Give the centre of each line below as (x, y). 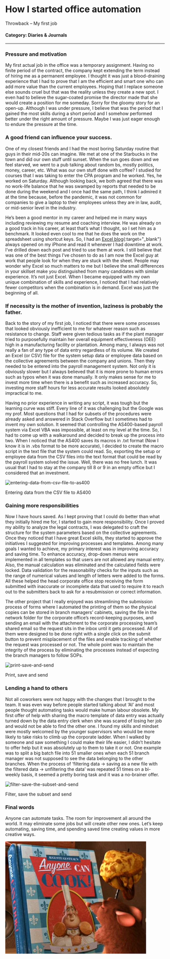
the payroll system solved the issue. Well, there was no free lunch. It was (81, 462)
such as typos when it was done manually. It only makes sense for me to (81, 377)
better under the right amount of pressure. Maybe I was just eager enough (83, 119)
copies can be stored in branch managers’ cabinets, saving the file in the (81, 612)
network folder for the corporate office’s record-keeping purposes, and (79, 618)
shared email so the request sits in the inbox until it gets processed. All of (81, 629)
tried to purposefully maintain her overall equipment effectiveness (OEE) (80, 340)
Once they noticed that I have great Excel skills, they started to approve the (83, 538)
